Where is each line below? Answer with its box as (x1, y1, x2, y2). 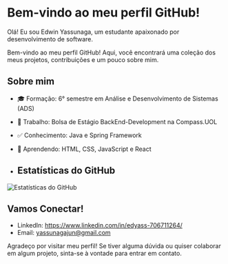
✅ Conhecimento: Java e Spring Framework (17, 131, 143, 139)
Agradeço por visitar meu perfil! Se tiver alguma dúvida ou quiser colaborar (7, 242, 222, 250)
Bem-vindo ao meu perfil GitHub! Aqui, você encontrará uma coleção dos (7, 48, 216, 57)
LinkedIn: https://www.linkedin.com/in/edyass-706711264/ (17, 221, 183, 230)
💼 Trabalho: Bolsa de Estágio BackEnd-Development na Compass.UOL (17, 117, 218, 125)
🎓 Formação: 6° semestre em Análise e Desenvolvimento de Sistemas (17, 94, 218, 103)
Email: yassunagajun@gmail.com (17, 229, 112, 237)
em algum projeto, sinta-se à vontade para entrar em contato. (7, 250, 183, 258)
